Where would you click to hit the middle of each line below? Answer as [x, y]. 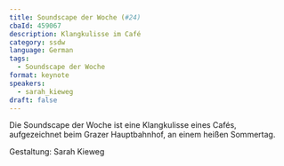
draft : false [33, 100]
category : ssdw [37, 42]
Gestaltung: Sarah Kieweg [57, 152]
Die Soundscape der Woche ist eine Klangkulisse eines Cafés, [123, 125]
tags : [19, 59]
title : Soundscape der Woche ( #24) [75, 17]
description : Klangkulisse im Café [75, 34]
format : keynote [39, 75]
